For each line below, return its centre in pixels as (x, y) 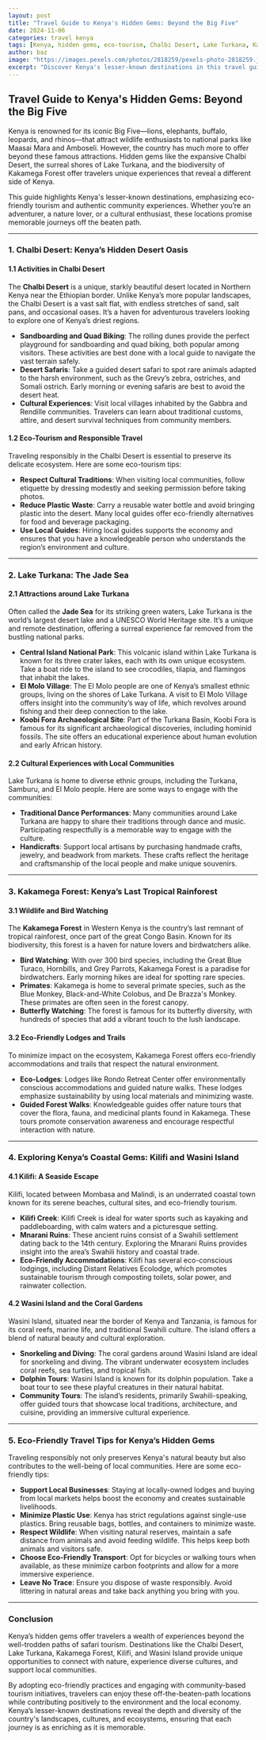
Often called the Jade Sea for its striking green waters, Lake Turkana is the (130, 612)
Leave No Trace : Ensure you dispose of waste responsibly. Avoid (125, 1583)
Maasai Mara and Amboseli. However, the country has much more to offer (129, 148)
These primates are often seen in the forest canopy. (104, 1003)
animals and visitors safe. (61, 1549)
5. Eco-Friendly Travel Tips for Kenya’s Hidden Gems (112, 1440)
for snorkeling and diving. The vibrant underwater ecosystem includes (134, 1362)
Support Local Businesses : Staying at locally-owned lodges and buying (137, 1490)
